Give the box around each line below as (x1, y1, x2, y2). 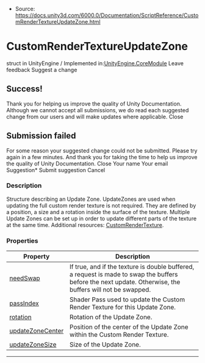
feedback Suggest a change (6, 66, 77, 73)
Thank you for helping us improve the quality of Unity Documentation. (6, 100, 182, 107)
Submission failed (6, 131, 76, 141)
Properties (6, 236, 38, 245)
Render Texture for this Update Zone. (69, 303, 176, 312)
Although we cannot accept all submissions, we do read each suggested (6, 106, 189, 113)
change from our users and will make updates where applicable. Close (6, 113, 184, 120)
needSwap (9, 274, 41, 282)
